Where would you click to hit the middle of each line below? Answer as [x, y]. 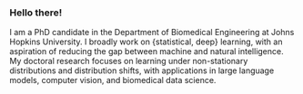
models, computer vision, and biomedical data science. [113, 80]
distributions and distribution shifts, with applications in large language [142, 70]
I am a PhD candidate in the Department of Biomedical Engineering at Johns [152, 33]
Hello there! [36, 13]
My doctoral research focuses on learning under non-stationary [129, 61]
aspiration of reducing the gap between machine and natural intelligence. [146, 52]
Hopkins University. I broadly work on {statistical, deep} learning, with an [146, 42]
